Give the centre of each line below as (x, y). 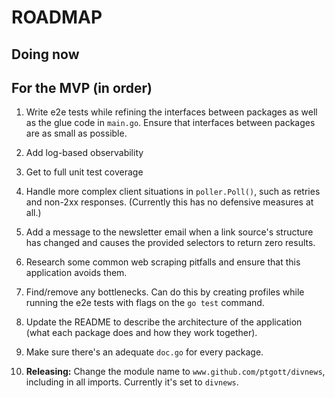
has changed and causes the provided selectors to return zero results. (170, 243)
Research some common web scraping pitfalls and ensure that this (163, 262)
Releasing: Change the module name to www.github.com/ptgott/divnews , (175, 372)
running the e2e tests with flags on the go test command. (145, 303)
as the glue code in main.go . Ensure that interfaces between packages (170, 123)
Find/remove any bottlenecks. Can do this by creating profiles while (165, 292)
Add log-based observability (84, 153)
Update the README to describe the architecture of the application (164, 322)
